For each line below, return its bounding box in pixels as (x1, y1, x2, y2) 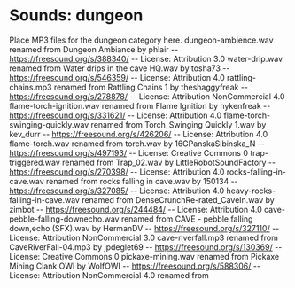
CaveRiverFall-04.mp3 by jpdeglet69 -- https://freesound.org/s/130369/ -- (9, 241, 283, 253)
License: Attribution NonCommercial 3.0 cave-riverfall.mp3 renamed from (9, 232, 279, 243)
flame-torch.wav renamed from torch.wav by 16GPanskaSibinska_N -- (9, 138, 266, 149)
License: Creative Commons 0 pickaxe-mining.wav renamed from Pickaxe (9, 251, 280, 261)
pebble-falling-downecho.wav (9, 214, 120, 224)
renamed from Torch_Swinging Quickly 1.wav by (90, 119, 267, 129)
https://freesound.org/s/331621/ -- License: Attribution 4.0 (9, 110, 222, 121)
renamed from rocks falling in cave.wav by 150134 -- (45, 175, 239, 186)
